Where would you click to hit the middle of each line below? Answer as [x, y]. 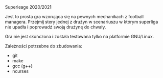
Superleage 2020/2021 [28, 7]
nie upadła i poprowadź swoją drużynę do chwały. [56, 27]
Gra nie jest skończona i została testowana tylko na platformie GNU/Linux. [80, 37]
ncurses [20, 71]
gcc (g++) [22, 66]
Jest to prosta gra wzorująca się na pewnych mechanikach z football [74, 16]
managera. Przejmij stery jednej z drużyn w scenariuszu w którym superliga [81, 22]
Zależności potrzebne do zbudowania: [44, 46]
